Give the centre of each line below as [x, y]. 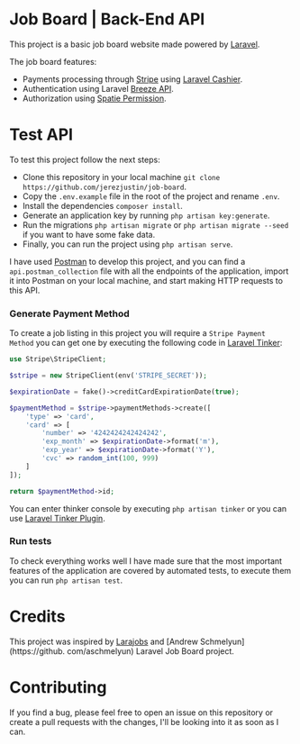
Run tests [31, 541]
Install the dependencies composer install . [102, 205]
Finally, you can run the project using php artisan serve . [127, 244]
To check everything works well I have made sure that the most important [145, 561]
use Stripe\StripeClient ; [58, 359]
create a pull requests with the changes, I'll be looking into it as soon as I [144, 721]
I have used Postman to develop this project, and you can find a [127, 261]
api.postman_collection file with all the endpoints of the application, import [149, 271]
